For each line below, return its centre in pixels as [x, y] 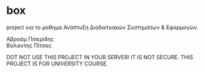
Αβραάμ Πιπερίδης [30, 39]
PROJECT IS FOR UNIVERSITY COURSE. [57, 64]
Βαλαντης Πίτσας [29, 45]
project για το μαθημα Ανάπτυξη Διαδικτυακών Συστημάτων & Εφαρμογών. [102, 27]
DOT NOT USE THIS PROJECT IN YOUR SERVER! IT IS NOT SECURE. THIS [100, 57]
